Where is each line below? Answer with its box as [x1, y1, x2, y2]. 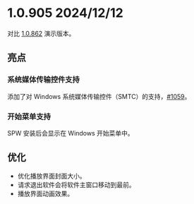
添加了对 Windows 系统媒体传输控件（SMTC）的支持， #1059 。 [7, 92, 191, 100]
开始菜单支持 [7, 112, 51, 121]
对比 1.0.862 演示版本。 [7, 29, 75, 37]
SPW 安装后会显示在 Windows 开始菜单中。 [7, 128, 134, 137]
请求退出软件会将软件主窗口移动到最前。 [17, 180, 135, 188]
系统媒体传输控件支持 [7, 75, 80, 85]
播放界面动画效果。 [17, 189, 74, 198]
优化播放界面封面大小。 [17, 172, 86, 180]
